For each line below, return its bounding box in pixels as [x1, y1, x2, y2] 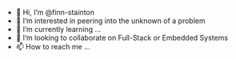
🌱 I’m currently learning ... [15, 25, 102, 33]
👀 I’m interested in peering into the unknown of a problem [15, 16, 206, 26]
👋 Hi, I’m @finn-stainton [15, 8, 94, 17]
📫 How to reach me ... [15, 42, 90, 51]
